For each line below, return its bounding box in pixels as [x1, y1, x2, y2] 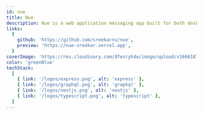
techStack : [6, 65, 34, 71]
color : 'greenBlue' [6, 59, 56, 65]
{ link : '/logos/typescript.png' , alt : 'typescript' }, [17, 93, 161, 99]
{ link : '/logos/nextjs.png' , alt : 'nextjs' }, [17, 87, 139, 93]
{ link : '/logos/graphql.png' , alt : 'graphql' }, [17, 82, 145, 88]
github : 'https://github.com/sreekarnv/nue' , [17, 37, 134, 43]
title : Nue [6, 14, 34, 21]
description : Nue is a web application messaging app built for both [6, 20, 185, 26]
